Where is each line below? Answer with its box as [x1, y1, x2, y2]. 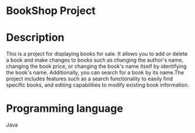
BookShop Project [6, 4, 96, 18]
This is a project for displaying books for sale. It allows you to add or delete [6, 50, 188, 57]
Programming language [6, 102, 123, 115]
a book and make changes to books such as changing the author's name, [6, 57, 184, 64]
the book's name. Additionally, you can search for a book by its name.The [6, 69, 184, 76]
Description [6, 31, 65, 45]
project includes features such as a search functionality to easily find [6, 75, 173, 83]
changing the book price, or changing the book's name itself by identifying [6, 63, 187, 70]
